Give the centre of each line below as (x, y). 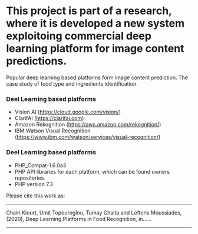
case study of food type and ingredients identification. (72, 83)
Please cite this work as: (36, 196)
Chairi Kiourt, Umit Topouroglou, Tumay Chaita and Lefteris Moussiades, (94, 212)
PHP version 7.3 (34, 184)
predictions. (37, 61)
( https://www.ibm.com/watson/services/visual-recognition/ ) (88, 137)
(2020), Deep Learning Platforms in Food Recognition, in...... (79, 219)
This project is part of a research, (89, 11)
